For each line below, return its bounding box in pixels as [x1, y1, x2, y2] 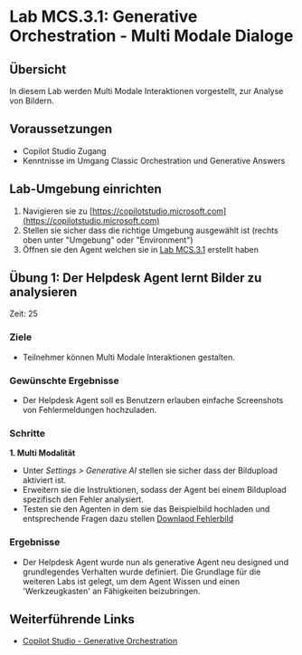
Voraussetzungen [9, 121, 113, 137]
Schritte [9, 427, 46, 439]
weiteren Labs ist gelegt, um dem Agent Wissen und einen [22, 575, 241, 586]
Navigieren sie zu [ [22, 206, 93, 217]
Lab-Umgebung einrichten [9, 181, 163, 197]
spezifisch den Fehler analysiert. [22, 494, 145, 505]
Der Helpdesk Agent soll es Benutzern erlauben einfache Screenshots [22, 395, 284, 406]
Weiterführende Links [9, 612, 136, 627]
